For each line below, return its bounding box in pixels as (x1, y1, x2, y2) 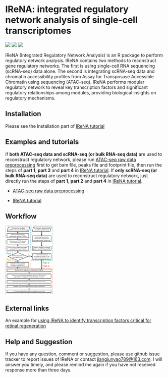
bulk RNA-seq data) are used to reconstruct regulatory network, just (5, 173, 148, 179)
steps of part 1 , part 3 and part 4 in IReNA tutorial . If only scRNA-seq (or (5, 167, 157, 173)
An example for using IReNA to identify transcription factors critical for (5, 317, 151, 323)
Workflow (5, 212, 37, 221)
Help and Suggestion (5, 337, 73, 346)
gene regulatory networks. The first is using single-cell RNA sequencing (5, 63, 155, 69)
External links (5, 304, 49, 312)
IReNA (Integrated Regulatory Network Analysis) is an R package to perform (5, 52, 163, 58)
